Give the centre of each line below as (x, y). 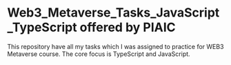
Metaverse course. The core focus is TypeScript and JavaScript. (99, 54)
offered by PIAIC (128, 27)
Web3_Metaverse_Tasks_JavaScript (113, 13)
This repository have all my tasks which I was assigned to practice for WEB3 (115, 46)
